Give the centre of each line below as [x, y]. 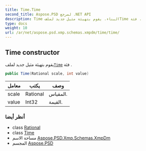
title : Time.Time [23, 10]
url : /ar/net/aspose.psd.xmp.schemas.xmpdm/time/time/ [62, 33]
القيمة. [56, 102]
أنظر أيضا [15, 116]
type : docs [16, 23]
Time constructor [32, 53]
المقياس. [58, 94]
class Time [23, 132]
